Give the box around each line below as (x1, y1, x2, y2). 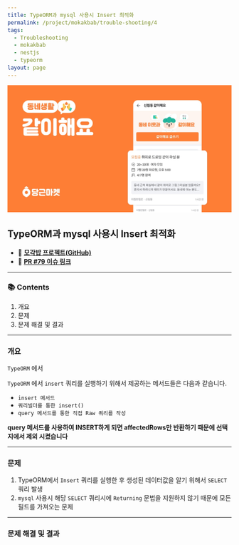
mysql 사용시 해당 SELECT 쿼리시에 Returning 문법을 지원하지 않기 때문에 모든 (17, 494, 231, 502)
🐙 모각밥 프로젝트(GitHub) (17, 248, 92, 257)
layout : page (7, 64, 46, 71)
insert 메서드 (17, 394, 55, 402)
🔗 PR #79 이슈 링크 (17, 257, 71, 265)
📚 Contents (7, 282, 50, 292)
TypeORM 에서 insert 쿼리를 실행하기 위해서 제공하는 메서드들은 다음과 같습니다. (7, 379, 228, 388)
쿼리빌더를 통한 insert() (17, 402, 84, 409)
